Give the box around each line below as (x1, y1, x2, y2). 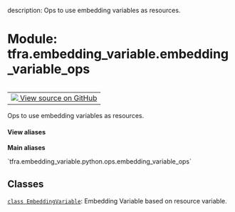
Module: (7, 31, 58, 47)
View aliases (7, 127, 46, 136)
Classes (7, 178, 44, 190)
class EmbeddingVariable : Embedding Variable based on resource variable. (7, 196, 228, 205)
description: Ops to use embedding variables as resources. (7, 6, 181, 14)
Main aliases (7, 144, 46, 152)
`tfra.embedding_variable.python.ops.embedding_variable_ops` (7, 157, 192, 166)
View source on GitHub (20, 92, 98, 102)
